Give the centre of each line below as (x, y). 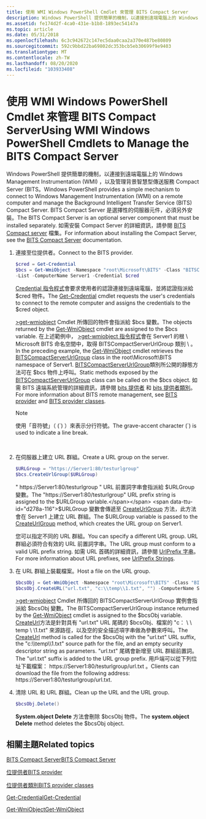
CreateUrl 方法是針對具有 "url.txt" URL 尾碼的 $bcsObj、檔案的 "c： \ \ (103, 623)
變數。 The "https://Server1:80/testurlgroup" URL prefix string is (95, 494)
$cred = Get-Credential (46, 265)
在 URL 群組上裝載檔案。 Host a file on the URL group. (83, 571)
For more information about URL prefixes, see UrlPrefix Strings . (95, 558)
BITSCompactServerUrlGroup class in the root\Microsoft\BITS (93, 357)
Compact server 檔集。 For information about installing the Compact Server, (102, 233)
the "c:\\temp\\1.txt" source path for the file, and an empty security (99, 644)
